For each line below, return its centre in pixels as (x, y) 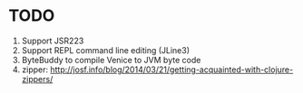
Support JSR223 (53, 41)
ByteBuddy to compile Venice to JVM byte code (111, 60)
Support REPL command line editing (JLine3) (106, 50)
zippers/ (37, 79)
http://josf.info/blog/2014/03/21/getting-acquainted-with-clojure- (172, 70)
